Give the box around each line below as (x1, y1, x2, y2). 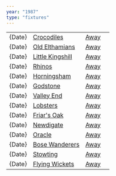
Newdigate (32, 121, 64, 129)
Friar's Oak (32, 111, 64, 119)
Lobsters (32, 101, 58, 109)
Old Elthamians (32, 43, 75, 51)
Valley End (32, 91, 63, 100)
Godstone (32, 82, 61, 90)
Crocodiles (32, 32, 64, 41)
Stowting (32, 150, 58, 158)
